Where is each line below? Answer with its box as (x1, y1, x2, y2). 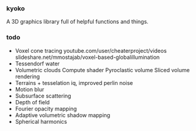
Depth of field (15, 98, 50, 106)
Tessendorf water (15, 59, 60, 67)
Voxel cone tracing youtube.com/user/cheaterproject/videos (15, 47, 167, 54)
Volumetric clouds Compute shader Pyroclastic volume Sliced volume (15, 66, 190, 73)
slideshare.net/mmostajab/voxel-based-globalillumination (15, 53, 160, 61)
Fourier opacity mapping (15, 105, 77, 112)
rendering (15, 73, 40, 80)
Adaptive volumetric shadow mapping (15, 111, 111, 119)
